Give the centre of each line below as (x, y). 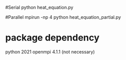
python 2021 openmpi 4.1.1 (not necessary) (50, 52)
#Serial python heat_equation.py (39, 7)
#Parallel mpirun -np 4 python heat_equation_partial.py (63, 17)
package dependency (52, 38)
